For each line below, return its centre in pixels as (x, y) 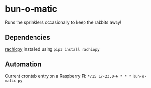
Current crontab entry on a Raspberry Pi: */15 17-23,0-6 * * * (68, 76)
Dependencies (27, 37)
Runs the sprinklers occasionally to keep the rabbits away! (63, 22)
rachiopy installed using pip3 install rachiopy (52, 49)
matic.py (14, 81)
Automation (23, 65)
